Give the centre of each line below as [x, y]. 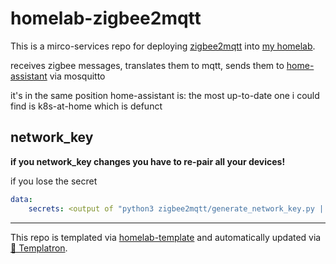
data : [21, 199]
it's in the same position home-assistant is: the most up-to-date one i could [165, 95]
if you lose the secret [54, 181]
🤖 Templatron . [39, 248]
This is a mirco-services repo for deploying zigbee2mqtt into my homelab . [163, 46]
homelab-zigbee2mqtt [106, 18]
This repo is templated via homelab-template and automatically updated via [166, 237]
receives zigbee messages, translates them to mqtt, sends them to [147, 65]
